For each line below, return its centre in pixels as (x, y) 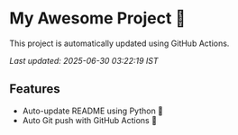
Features (35, 89)
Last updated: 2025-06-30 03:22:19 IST (84, 60)
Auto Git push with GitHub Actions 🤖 (90, 120)
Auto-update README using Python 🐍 (93, 111)
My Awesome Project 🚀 (98, 18)
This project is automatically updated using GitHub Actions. (119, 43)
